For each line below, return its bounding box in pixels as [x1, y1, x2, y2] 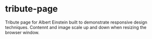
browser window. [5, 29, 40, 35]
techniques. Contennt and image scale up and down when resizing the [5, 24, 147, 30]
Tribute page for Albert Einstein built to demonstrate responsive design [5, 19, 148, 25]
